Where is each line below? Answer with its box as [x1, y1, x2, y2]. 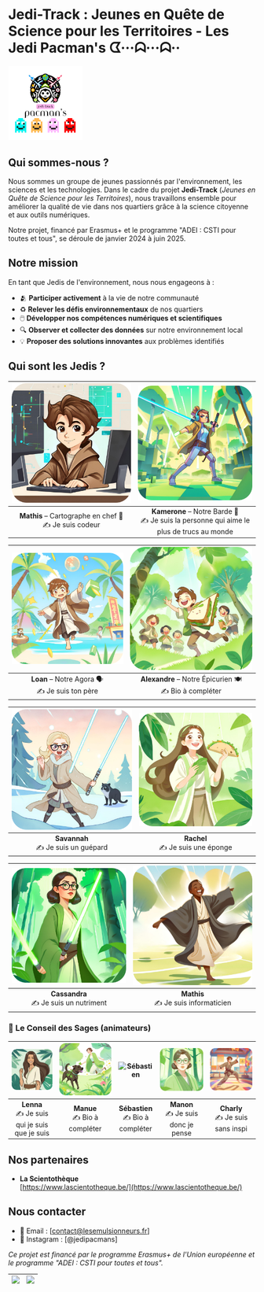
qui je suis [15, 1120, 49, 1129]
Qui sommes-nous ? [8, 156, 109, 169]
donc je [169, 1120, 194, 1129]
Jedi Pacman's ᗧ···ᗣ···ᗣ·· [8, 39, 181, 57]
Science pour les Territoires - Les [8, 22, 229, 40]
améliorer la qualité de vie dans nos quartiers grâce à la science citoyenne [8, 201, 249, 211]
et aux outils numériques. [8, 210, 90, 220]
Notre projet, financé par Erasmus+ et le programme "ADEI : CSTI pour [8, 225, 236, 234]
